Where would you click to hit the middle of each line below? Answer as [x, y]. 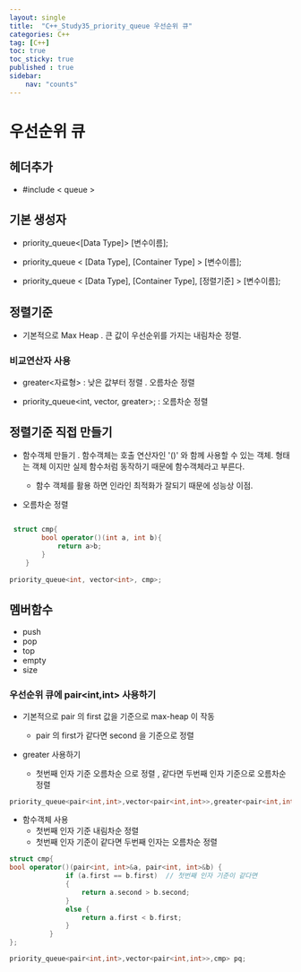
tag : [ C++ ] [30, 43]
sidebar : [26, 76]
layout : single [38, 17]
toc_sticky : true [42, 59]
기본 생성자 [38, 220]
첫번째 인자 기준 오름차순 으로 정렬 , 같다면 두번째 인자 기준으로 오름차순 [161, 773]
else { [78, 909]
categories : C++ [39, 34]
